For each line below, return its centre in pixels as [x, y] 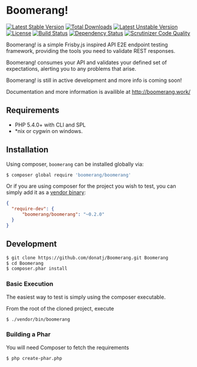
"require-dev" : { [33, 209]
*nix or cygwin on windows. [49, 131]
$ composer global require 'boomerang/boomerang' [69, 175]
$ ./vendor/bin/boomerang [38, 319]
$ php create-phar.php [34, 358]
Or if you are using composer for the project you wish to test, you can [91, 186]
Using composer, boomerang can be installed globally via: [75, 164]
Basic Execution [30, 284]
